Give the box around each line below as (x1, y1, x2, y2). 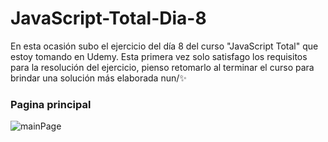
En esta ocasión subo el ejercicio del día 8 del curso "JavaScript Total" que (10, 40, 319, 52)
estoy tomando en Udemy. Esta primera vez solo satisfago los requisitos (10, 50, 308, 62)
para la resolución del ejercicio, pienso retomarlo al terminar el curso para (10, 61, 315, 73)
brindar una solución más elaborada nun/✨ (10, 72, 187, 84)
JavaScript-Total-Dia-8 (10, 7, 207, 30)
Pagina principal (10, 97, 92, 111)
